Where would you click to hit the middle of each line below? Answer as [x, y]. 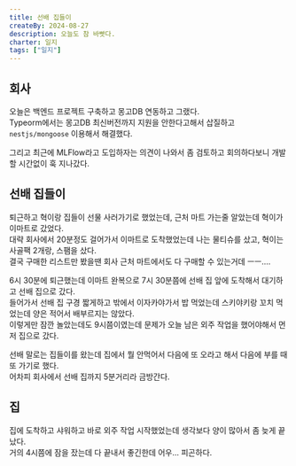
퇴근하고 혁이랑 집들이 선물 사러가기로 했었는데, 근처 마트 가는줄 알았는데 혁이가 [146, 217]
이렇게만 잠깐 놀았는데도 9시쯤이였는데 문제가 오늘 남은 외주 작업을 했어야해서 [143, 324]
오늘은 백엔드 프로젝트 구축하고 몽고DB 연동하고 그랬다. [105, 111]
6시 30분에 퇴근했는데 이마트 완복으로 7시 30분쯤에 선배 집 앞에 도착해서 [134, 280]
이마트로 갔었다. [37, 228]
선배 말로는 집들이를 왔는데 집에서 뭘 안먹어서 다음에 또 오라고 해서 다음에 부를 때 [148, 354]
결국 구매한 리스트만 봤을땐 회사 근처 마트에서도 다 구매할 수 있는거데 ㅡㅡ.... [140, 261]
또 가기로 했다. [34, 365]
